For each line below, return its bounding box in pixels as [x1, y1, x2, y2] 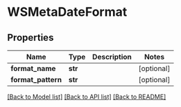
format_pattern [10, 75, 62, 84]
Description [92, 52, 132, 61]
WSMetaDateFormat [7, 4, 128, 20]
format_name [10, 64, 56, 73]
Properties [7, 32, 54, 43]
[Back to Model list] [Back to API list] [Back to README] [7, 93, 166, 101]
